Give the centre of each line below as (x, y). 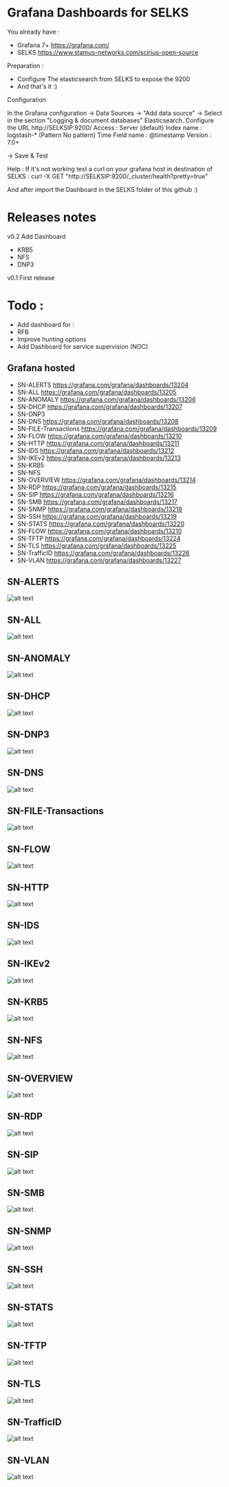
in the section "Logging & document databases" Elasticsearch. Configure (111, 120)
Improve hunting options (52, 339)
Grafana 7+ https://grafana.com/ (63, 45)
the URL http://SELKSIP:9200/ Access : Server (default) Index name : (105, 127)
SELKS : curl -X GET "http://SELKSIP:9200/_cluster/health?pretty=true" (108, 176)
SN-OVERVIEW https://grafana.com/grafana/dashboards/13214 (106, 480)
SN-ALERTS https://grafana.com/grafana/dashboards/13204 (103, 385)
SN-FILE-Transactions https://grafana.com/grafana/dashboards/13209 (117, 429)
